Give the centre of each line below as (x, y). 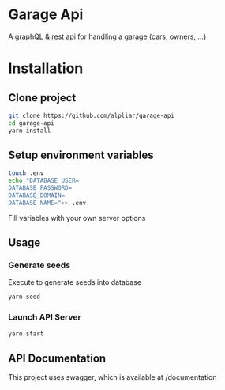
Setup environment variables (81, 155)
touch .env (26, 173)
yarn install (30, 131)
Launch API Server (45, 317)
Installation (46, 68)
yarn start (26, 334)
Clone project (42, 98)
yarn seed (24, 297)
